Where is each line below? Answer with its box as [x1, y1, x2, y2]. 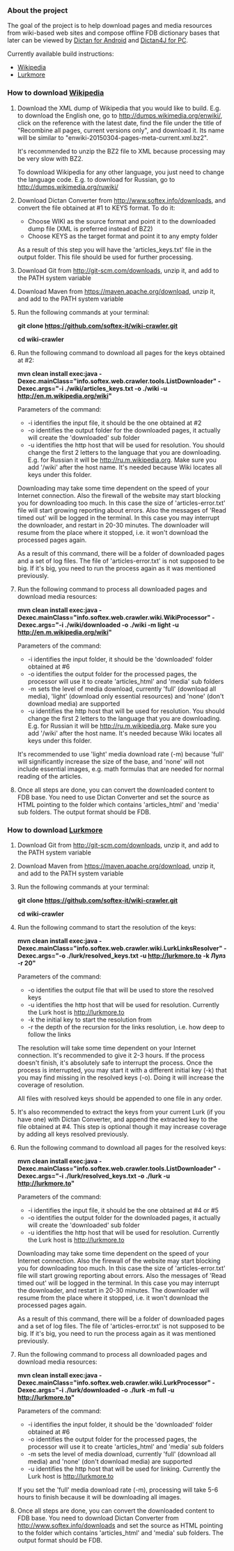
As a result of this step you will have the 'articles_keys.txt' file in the [17, 245, 212, 254]
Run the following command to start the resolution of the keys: [17, 923, 196, 931]
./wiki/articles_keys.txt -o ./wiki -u [65, 384, 168, 392]
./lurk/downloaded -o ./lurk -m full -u [65, 1385, 175, 1394]
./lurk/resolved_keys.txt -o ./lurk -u [65, 1171, 171, 1180]
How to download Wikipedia [7, 88, 104, 98]
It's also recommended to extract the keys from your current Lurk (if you [17, 1107, 226, 1116]
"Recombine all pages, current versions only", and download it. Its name [17, 126, 225, 134]
